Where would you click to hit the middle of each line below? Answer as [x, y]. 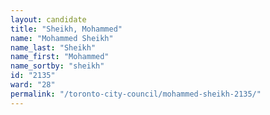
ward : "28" [33, 85]
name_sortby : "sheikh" [57, 66]
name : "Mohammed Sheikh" [62, 38]
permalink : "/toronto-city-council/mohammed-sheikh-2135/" [136, 94]
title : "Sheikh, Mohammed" [66, 29]
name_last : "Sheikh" [53, 47]
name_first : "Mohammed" [60, 57]
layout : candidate [48, 19]
